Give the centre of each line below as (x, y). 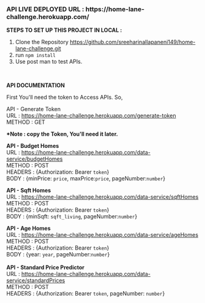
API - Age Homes (28, 228)
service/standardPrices (36, 280)
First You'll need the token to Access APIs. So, (65, 98)
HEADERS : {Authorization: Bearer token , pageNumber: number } (86, 294)
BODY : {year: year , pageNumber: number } (58, 255)
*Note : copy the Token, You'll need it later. (62, 134)
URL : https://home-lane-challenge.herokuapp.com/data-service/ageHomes (102, 235)
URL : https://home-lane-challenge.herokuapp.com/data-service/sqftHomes (102, 197)
